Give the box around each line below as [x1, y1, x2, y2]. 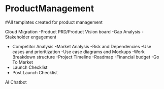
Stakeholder [5, 34, 30, 40]
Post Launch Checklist [12, 69, 58, 75]
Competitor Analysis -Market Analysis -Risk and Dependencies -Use [12, 43, 152, 49]
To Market [12, 59, 33, 65]
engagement [31, 34, 57, 40]
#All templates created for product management [5, 19, 103, 25]
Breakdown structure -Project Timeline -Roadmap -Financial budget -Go [12, 54, 160, 59]
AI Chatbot [5, 79, 27, 85]
